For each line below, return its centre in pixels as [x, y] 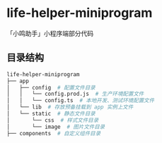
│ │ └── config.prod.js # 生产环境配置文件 [75, 94]
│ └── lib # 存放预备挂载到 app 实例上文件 [70, 107]
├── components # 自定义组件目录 [54, 133]
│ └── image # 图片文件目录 [56, 127]
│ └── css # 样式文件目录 [53, 120]
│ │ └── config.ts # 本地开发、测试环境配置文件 [81, 101]
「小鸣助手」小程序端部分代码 [50, 33]
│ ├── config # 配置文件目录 [51, 87]
